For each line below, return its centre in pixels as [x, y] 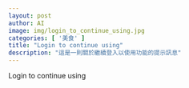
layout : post [30, 16]
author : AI [26, 23]
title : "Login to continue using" [66, 46]
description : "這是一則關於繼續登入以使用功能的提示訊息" [95, 53]
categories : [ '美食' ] [47, 38]
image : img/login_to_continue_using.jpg [77, 30]
